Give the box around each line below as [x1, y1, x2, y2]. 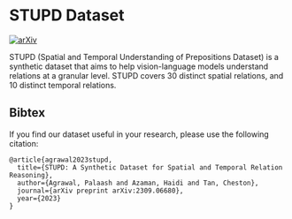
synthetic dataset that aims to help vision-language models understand [9, 61, 269, 72]
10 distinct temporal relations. [9, 79, 117, 90]
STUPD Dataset [9, 5, 126, 26]
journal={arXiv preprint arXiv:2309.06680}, [17, 186, 184, 195]
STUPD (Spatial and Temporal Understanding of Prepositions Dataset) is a [9, 51, 279, 62]
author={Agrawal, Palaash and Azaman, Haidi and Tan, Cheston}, [17, 178, 259, 187]
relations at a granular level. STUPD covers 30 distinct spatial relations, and [9, 70, 284, 80]
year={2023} [17, 193, 62, 203]
